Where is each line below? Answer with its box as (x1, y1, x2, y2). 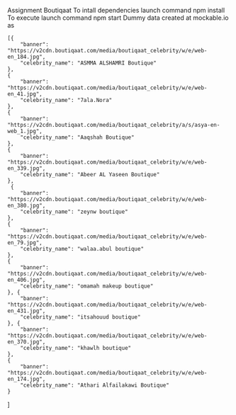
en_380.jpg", (7, 202, 46, 209)
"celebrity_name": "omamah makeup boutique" (20, 283, 154, 290)
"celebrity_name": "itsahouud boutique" (20, 314, 141, 321)
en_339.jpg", (7, 165, 46, 172)
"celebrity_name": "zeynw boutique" (20, 208, 129, 215)
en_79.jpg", (7, 239, 43, 246)
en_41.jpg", (7, 91, 43, 98)
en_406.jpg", (7, 276, 46, 283)
